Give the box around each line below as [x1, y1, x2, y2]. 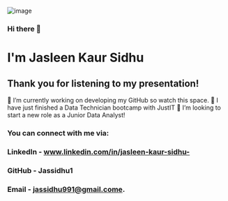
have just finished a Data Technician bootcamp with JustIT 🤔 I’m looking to [7, 103, 222, 112]
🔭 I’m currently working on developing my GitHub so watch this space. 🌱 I [7, 96, 218, 104]
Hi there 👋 [7, 24, 42, 33]
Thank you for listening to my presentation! [7, 77, 199, 89]
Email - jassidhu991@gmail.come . [7, 184, 126, 194]
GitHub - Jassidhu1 [7, 165, 73, 175]
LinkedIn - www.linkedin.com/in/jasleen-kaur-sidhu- [7, 147, 190, 156]
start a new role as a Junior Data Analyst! [7, 110, 126, 119]
